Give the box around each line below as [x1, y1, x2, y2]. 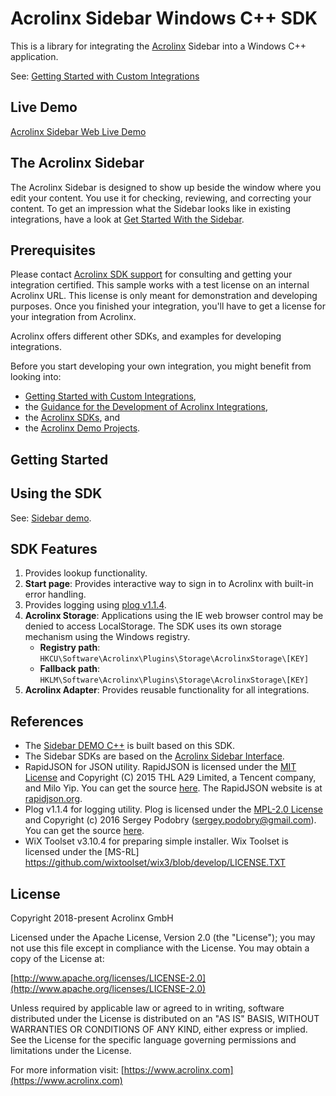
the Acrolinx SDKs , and [24, 412, 121, 424]
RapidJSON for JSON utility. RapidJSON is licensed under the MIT [24, 761, 297, 773]
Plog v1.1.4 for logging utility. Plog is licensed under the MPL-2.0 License [24, 803, 324, 816]
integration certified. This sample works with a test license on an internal [10, 279, 310, 291]
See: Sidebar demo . [10, 512, 92, 524]
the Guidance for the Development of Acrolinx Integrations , [24, 401, 268, 413]
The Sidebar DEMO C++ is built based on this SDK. [24, 740, 236, 752]
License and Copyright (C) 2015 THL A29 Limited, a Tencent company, [24, 772, 317, 784]
